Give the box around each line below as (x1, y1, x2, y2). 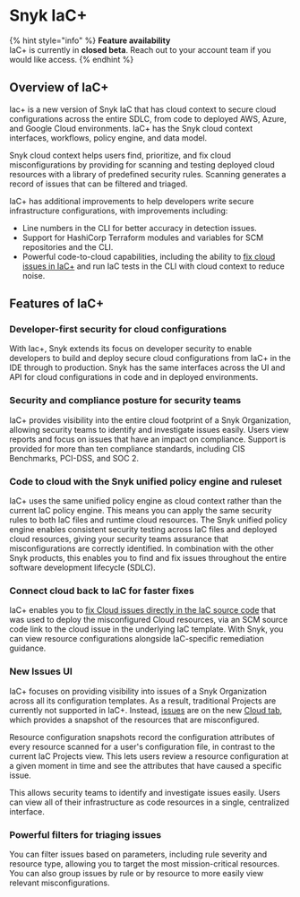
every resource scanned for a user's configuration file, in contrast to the (9, 741, 276, 752)
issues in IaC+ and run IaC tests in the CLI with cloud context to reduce (21, 261, 285, 272)
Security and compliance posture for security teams (9, 394, 242, 407)
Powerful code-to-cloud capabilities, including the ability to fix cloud (21, 251, 276, 262)
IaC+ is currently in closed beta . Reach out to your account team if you (9, 44, 271, 55)
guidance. (9, 643, 47, 654)
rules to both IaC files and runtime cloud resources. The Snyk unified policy (9, 514, 287, 525)
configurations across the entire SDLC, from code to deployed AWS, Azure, (9, 113, 287, 124)
